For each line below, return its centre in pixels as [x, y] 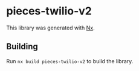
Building [22, 47]
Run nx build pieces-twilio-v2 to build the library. [70, 61]
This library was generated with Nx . [50, 28]
